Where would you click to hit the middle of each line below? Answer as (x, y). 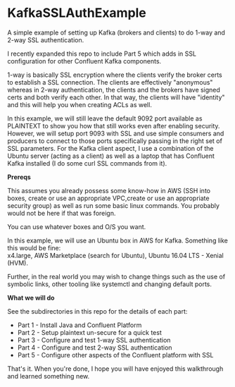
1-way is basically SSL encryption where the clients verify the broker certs (115, 75)
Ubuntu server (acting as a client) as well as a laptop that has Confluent (111, 156)
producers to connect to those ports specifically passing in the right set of (115, 141)
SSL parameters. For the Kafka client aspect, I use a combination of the (110, 148)
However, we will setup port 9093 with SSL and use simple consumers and (116, 133)
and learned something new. (49, 376)
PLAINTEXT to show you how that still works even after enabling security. (114, 125)
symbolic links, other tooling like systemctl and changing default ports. (110, 284)
